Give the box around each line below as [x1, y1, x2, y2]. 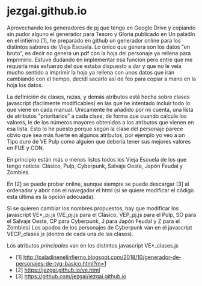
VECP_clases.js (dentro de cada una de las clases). [7, 230, 134, 237]
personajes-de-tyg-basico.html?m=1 [15, 260, 107, 267]
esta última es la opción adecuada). [7, 193, 95, 200]
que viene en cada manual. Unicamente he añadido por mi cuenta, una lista [7, 106, 194, 113]
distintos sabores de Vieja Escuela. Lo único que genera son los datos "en [7, 43, 191, 50]
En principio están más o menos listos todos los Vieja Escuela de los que [7, 156, 187, 163]
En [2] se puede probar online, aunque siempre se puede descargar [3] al [7, 180, 189, 187]
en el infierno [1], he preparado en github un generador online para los [7, 37, 181, 44]
